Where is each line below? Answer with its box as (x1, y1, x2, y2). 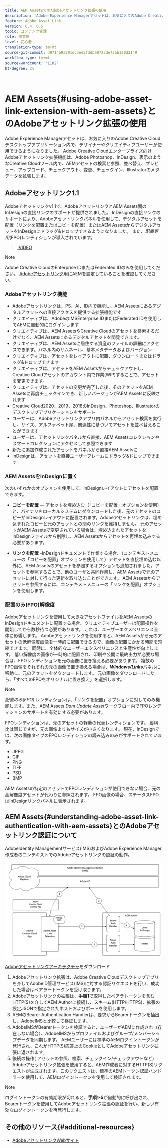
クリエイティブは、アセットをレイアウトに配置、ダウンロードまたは (12, 353, 152, 359)
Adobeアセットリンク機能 (5, 290, 68, 297)
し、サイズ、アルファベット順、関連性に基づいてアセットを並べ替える (12, 422, 157, 428)
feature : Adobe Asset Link (5, 18, 61, 23)
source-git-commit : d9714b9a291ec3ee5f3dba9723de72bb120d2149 (5, 50, 137, 55)
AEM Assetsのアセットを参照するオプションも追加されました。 (25, 563, 156, 569)
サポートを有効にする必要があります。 (26, 709, 106, 715)
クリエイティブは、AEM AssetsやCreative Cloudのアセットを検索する (12, 328, 155, 334)
